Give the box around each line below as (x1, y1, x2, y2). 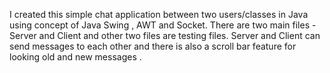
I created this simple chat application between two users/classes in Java (9, 9, 309, 20)
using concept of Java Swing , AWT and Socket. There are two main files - (9, 19, 317, 31)
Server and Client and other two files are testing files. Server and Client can (9, 30, 321, 41)
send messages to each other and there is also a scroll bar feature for (9, 40, 297, 52)
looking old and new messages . (9, 51, 142, 63)
